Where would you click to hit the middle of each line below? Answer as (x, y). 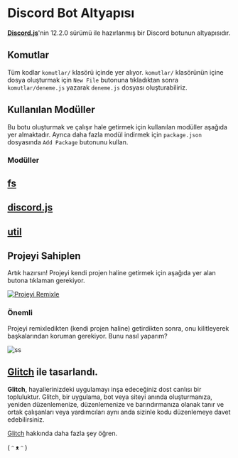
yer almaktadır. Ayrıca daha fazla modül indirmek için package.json (105, 134)
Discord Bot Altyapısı (71, 13)
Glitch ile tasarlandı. (53, 372)
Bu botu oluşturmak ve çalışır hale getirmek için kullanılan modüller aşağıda (117, 127)
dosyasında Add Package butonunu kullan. (68, 142)
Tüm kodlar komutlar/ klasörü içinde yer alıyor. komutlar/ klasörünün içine (115, 72)
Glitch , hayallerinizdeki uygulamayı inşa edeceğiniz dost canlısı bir (104, 389)
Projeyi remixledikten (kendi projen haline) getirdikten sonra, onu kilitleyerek (118, 328)
